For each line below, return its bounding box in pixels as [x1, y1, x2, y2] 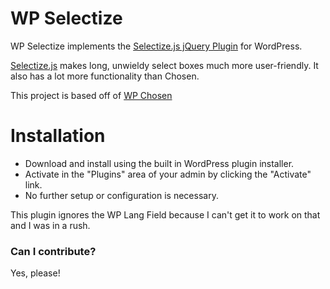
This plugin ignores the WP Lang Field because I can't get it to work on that [10, 208, 321, 221]
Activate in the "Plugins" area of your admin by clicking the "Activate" [24, 168, 312, 180]
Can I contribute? [10, 244, 97, 258]
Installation [10, 125, 106, 147]
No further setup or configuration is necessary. [24, 189, 219, 201]
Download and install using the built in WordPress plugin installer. [24, 157, 295, 169]
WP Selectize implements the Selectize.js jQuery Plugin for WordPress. [10, 40, 303, 52]
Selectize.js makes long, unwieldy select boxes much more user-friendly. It [10, 59, 319, 71]
